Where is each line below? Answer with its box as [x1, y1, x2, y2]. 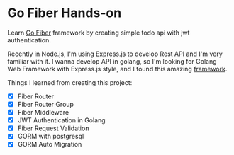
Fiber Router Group [17, 101, 74, 108]
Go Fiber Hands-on [7, 5, 122, 21]
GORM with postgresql [17, 132, 84, 141]
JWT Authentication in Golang [17, 116, 106, 125]
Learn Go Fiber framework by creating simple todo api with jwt [7, 28, 190, 37]
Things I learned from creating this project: [7, 78, 133, 86]
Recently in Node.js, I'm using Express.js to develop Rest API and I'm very [7, 50, 223, 58]
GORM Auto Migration [17, 140, 82, 149]
